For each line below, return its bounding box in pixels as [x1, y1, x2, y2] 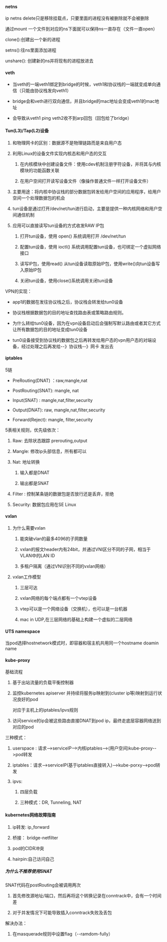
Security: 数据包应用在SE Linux [12, 501, 76, 508]
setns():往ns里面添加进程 [5, 47, 56, 53]
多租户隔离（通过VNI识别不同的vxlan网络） [19, 563, 109, 569]
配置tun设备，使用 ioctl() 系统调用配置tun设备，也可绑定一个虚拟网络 [19, 244, 161, 250]
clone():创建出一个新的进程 [5, 37, 61, 43]
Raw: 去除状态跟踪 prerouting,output [12, 437, 87, 443]
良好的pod [16, 696, 38, 702]
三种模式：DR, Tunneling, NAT [19, 799, 82, 806]
